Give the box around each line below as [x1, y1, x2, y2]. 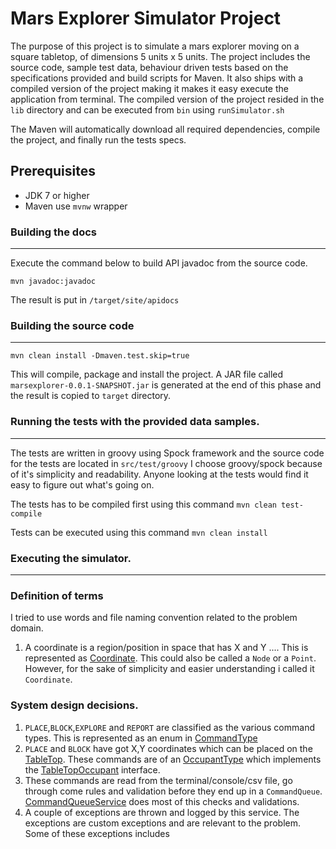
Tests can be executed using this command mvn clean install [10, 526, 268, 538]
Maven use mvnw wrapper [24, 200, 128, 212]
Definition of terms [10, 588, 104, 602]
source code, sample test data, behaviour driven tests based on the [10, 61, 289, 73]
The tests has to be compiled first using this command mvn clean [10, 498, 277, 510]
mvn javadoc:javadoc [10, 277, 97, 287]
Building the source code [10, 318, 135, 332]
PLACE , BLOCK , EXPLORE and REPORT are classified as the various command [24, 721, 315, 733]
